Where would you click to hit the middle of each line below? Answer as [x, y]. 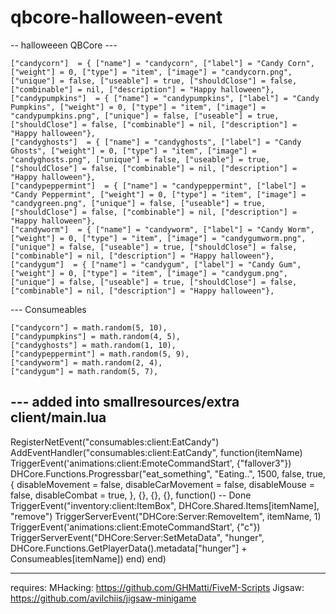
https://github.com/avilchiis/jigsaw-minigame [103, 598]
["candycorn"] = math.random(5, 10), [89, 327]
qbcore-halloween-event [116, 17]
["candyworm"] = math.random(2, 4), [86, 362]
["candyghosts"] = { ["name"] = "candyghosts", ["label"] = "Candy [156, 142]
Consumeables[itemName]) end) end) [88, 558]
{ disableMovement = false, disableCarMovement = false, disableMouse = [162, 484]
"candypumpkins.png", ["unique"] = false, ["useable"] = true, [145, 116]
